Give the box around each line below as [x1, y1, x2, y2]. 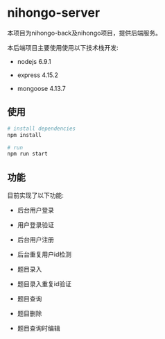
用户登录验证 [17, 221, 54, 229]
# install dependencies [7, 125, 76, 132]
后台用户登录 [17, 206, 54, 215]
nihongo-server [7, 5, 101, 21]
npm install [7, 131, 42, 138]
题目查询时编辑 [17, 324, 60, 333]
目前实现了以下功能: [7, 191, 64, 199]
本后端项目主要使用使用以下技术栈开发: [7, 43, 119, 51]
